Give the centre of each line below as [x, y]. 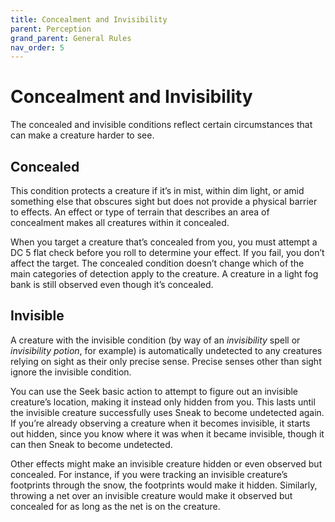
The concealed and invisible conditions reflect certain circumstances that [161, 125]
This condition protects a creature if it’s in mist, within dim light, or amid [157, 190]
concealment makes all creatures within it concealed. [120, 222]
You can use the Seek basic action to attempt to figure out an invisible [154, 391]
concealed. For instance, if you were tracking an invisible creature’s [149, 474]
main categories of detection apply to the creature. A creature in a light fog [164, 274]
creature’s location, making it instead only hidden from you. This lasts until [163, 402]
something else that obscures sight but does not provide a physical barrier [164, 201]
